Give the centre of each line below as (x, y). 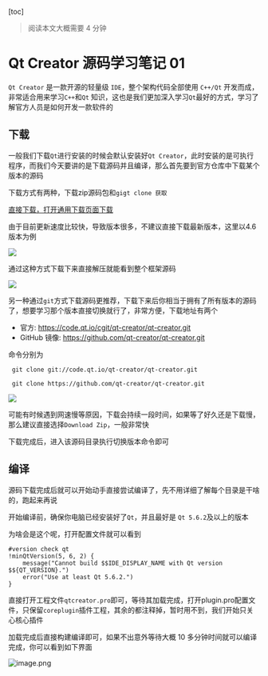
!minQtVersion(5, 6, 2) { (51, 556)
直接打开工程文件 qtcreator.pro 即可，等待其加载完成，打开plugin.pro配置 (128, 600)
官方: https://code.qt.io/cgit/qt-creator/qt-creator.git (105, 327)
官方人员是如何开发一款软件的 (64, 106)
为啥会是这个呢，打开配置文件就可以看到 (75, 534)
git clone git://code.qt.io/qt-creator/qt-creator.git (104, 370)
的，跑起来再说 (33, 500)
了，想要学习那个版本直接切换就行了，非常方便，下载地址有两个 (113, 310)
